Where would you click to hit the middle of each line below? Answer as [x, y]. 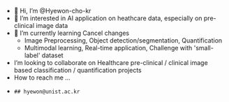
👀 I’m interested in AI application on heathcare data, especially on [108, 18]
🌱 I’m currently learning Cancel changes [72, 33]
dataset [53, 55]
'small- [204, 48]
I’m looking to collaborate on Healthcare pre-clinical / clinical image [111, 63]
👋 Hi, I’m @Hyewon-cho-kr [52, 11]
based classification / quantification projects [77, 70]
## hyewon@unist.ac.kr [47, 92]
